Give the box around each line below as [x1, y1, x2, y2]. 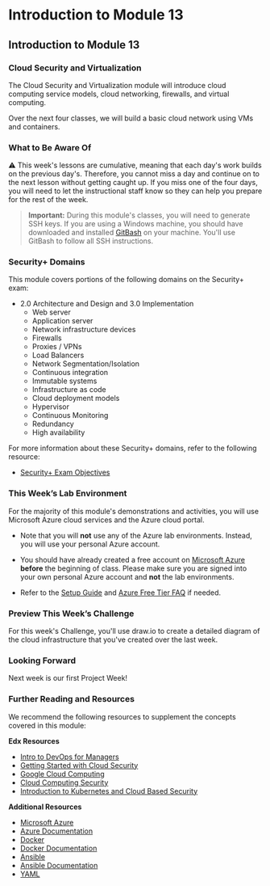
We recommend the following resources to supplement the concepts [8, 711, 236, 721]
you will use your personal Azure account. [19, 539, 160, 549]
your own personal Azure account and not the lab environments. [19, 572, 235, 581]
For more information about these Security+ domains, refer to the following [8, 443, 257, 454]
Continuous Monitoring [31, 411, 109, 420]
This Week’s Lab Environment [8, 487, 127, 499]
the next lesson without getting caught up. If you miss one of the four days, [8, 178, 258, 188]
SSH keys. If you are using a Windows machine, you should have [27, 219, 243, 229]
